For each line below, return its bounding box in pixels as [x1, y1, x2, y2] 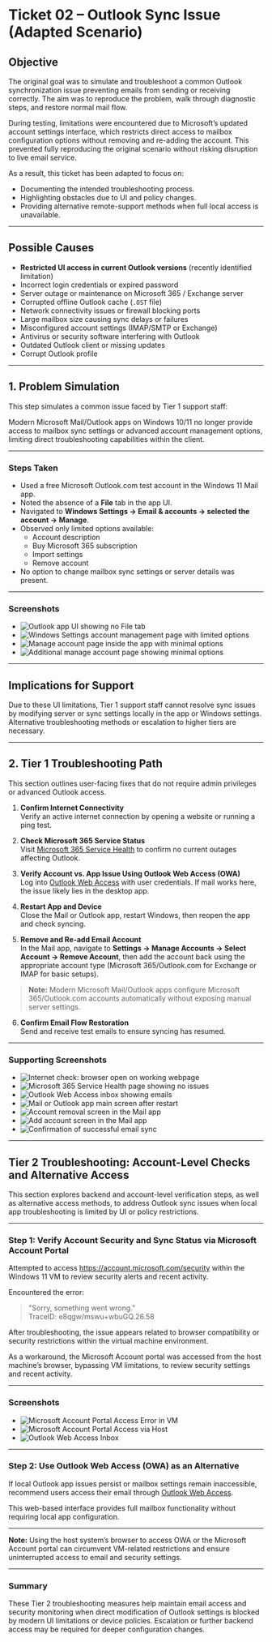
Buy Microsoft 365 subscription [32, 541, 138, 551]
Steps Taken [8, 462, 58, 474]
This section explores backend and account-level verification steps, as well [8, 1190, 259, 1199]
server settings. [28, 1001, 81, 1011]
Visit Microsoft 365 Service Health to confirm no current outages [19, 844, 237, 854]
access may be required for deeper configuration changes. [8, 1624, 205, 1635]
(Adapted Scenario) [8, 23, 143, 41]
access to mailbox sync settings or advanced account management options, [8, 426, 263, 435]
